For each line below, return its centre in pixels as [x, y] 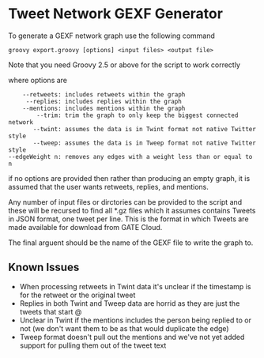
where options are [38, 80]
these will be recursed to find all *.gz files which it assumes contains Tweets [132, 210]
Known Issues [44, 268]
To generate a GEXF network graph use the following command [112, 36]
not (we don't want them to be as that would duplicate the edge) [124, 328]
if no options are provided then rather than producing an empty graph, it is [129, 178]
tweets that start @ [51, 311]
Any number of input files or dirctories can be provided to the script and [125, 202]
